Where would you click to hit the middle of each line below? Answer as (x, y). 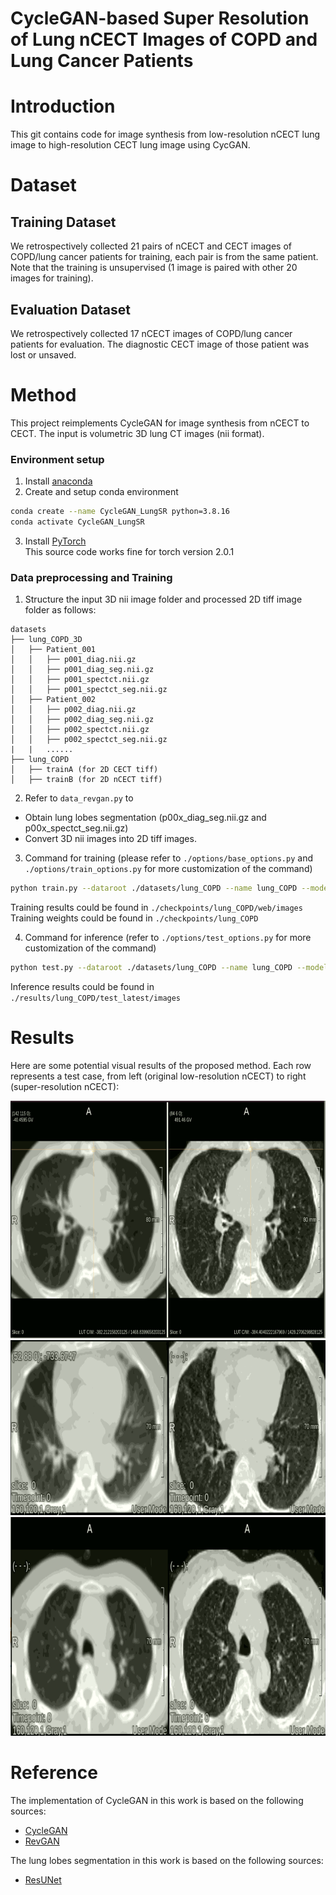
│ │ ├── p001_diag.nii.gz (73, 660)
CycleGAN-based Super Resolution (160, 18)
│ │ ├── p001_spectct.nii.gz (80, 680)
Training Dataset (63, 222)
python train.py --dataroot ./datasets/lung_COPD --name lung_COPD (154, 888)
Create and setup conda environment (101, 492)
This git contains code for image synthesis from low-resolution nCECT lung (165, 134)
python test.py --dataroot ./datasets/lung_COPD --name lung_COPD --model (169, 968)
